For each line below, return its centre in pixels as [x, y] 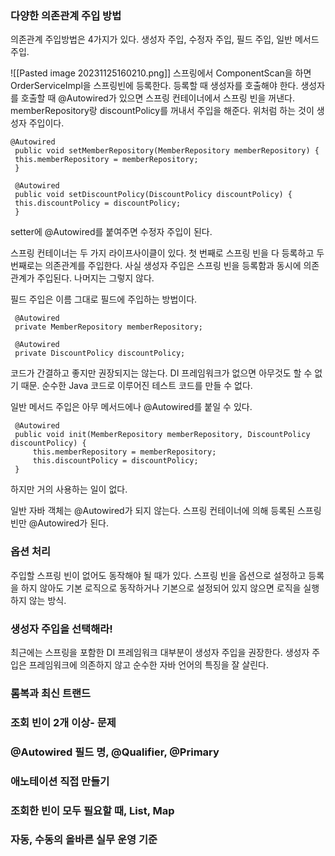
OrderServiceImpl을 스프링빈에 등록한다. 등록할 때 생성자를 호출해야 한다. [154, 86]
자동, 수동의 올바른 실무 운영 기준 [84, 840]
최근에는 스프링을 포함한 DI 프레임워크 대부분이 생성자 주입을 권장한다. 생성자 [160, 652]
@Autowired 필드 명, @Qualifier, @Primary [115, 752]
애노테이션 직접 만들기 [60, 781]
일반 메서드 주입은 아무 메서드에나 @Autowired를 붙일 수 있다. [131, 407]
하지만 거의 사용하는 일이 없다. [69, 489]
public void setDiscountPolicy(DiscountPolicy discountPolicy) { [153, 195]
